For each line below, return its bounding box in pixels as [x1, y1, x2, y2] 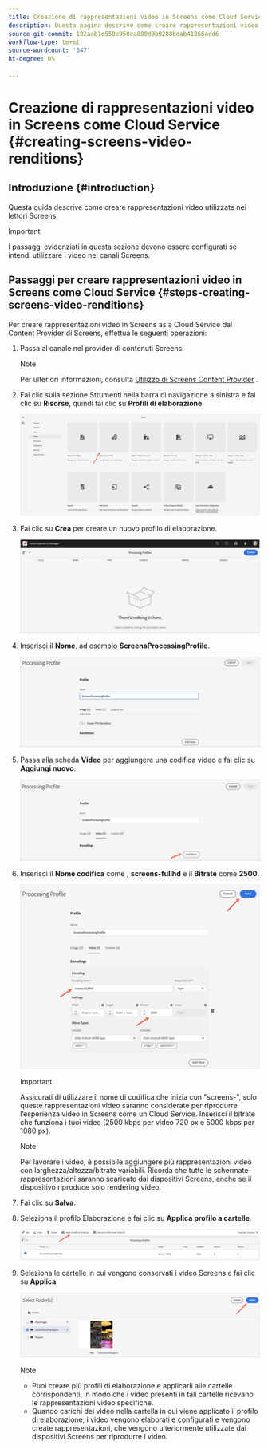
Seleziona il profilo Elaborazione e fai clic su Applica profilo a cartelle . [19, 1214, 252, 1223]
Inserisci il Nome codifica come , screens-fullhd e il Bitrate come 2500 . [19, 868, 260, 878]
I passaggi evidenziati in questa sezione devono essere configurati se [8, 242, 238, 251]
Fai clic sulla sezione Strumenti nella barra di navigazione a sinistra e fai [19, 389, 256, 399]
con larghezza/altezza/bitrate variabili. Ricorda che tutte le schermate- [19, 1166, 252, 1175]
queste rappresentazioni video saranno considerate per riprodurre [19, 1101, 238, 1111]
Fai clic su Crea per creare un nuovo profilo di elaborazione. [19, 523, 218, 534]
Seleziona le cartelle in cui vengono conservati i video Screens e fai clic [19, 1268, 256, 1277]
